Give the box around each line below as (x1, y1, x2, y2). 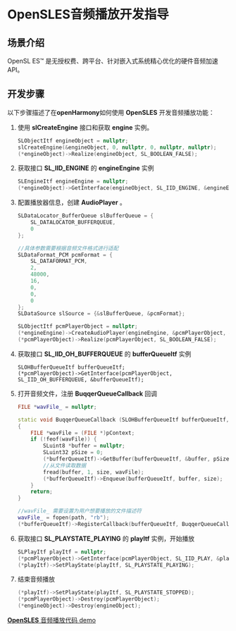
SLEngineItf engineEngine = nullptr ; (17, 178, 129, 185)
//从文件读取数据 (43, 462, 87, 469)
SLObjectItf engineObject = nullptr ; (17, 137, 129, 145)
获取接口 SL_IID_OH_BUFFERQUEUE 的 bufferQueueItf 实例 (17, 350, 192, 358)
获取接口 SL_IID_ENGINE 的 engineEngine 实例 (17, 164, 154, 173)
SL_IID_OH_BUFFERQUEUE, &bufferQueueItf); (17, 376, 144, 383)
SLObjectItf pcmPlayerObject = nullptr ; (17, 323, 138, 330)
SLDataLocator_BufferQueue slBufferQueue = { (17, 212, 154, 219)
